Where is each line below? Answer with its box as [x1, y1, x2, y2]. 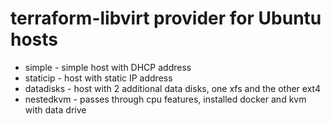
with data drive [24, 103, 87, 116]
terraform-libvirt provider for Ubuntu [10, 7, 322, 30]
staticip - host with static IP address [24, 72, 173, 84]
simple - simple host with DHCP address [24, 61, 192, 73]
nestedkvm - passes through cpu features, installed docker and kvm [24, 93, 307, 105]
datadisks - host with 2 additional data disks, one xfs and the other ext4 [24, 82, 321, 94]
